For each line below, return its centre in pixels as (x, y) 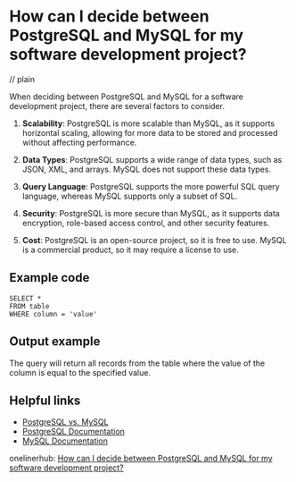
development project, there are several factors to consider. (117, 106)
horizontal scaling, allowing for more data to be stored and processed (150, 132)
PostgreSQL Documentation (73, 432)
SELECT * (25, 298)
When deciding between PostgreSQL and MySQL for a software (126, 97)
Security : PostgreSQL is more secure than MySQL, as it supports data (151, 213)
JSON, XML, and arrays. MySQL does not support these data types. (147, 169)
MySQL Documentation (65, 441)
